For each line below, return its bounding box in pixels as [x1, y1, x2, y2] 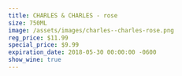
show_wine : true [8, 56, 61, 64]
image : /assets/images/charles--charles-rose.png [8, 26, 175, 34]
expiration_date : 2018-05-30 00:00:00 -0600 [8, 48, 157, 56]
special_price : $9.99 [8, 41, 80, 49]
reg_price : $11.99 [8, 33, 69, 42]
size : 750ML [8, 19, 47, 27]
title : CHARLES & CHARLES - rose [8, 11, 118, 20]
